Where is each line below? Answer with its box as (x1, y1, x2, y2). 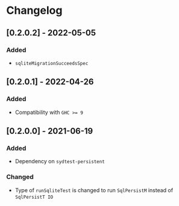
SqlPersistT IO (14, 194, 54, 200)
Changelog (6, 4, 63, 17)
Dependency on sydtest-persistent (14, 158, 105, 165)
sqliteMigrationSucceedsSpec (14, 60, 89, 66)
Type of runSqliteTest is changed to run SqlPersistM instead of (14, 186, 174, 193)
